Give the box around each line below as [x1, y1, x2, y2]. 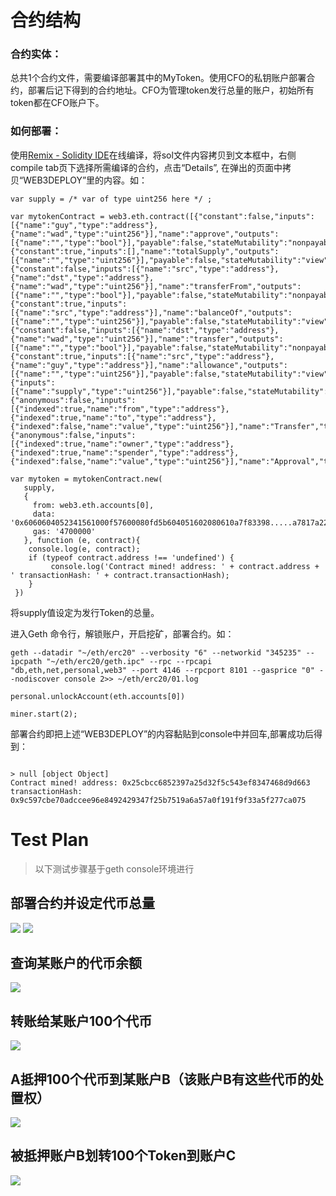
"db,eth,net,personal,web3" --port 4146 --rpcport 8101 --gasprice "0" [10, 665, 315, 675]
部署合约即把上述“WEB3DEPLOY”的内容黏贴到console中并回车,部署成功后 [10, 727, 315, 740]
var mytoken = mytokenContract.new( [10, 474, 163, 484]
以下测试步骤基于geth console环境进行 [34, 862, 195, 875]
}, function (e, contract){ [23, 535, 141, 545]
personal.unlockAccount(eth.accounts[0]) [10, 691, 186, 701]
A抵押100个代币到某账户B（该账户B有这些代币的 [10, 1071, 311, 1088]
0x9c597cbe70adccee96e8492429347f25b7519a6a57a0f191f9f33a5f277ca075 [10, 795, 307, 805]
